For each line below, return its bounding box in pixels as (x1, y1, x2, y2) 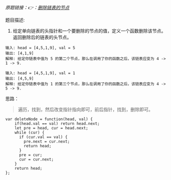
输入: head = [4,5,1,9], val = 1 (5, 71, 75, 76)
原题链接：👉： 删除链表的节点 (5, 5, 70, 10)
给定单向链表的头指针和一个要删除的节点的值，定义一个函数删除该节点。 (12, 28, 166, 34)
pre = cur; (18, 152, 43, 157)
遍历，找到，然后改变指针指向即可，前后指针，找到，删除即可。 (17, 106, 153, 112)
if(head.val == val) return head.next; (14, 121, 100, 126)
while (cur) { (14, 130, 45, 135)
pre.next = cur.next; (24, 139, 70, 144)
